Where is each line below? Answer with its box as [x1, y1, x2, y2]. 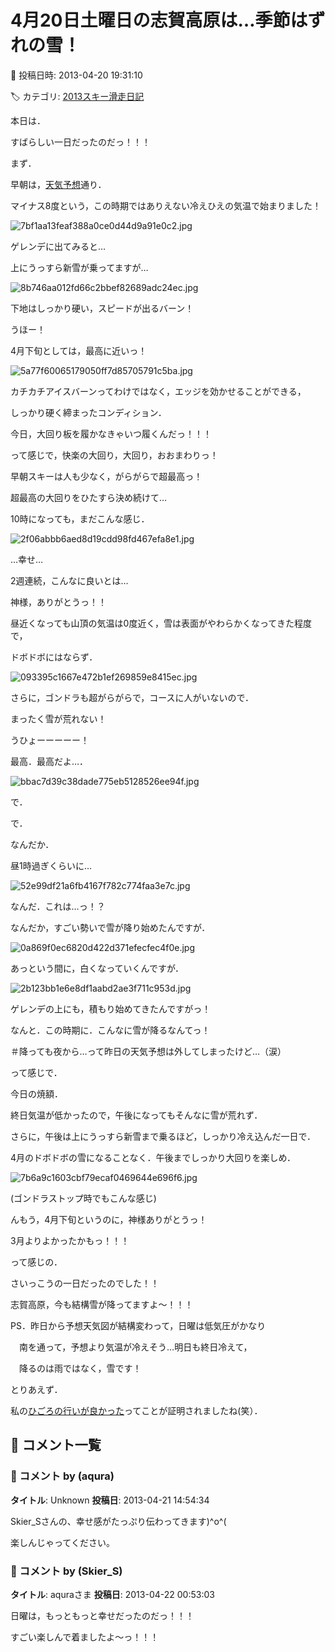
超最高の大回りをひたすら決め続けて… [10, 491, 168, 503]
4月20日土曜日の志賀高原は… [10, 9, 256, 32]
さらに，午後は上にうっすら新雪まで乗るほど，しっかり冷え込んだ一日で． [10, 1130, 317, 1142]
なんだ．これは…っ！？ [10, 900, 106, 912]
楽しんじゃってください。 [10, 1536, 115, 1548]
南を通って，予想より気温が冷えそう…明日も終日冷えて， [18, 1341, 253, 1353]
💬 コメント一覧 [10, 1437, 102, 1454]
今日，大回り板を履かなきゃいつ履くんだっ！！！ [10, 427, 212, 440]
